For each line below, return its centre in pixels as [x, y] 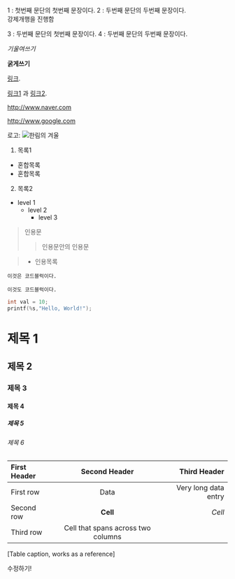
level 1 [26, 202]
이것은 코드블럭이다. [32, 276]
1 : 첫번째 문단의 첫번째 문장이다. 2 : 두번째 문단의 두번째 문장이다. [97, 10]
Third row [27, 532]
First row [25, 492]
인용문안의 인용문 [65, 246]
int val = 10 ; [28, 302]
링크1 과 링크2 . [27, 93]
